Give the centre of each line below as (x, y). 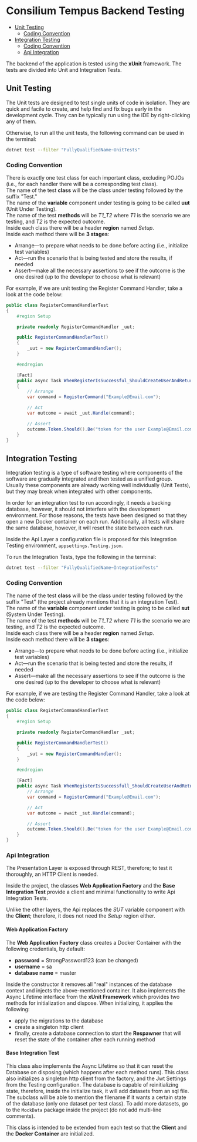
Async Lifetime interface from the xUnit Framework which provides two (93, 997)
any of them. (21, 121)
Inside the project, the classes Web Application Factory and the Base (91, 886)
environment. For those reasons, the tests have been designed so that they (97, 515)
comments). (21, 1116)
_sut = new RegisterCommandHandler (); (74, 754)
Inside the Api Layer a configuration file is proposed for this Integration (91, 539)
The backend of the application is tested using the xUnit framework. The (94, 64)
